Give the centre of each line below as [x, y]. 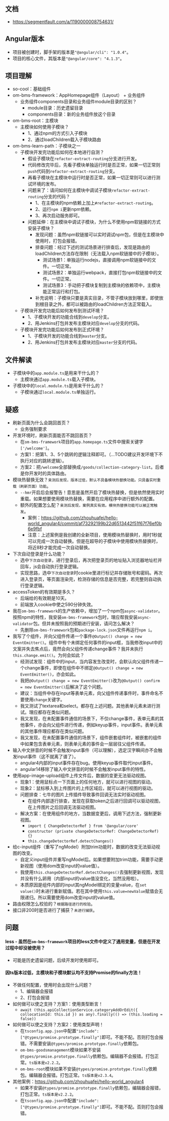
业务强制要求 [33, 429]
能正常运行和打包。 [63, 292]
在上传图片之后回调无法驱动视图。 [63, 807]
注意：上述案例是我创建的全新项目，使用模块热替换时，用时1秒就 [95, 535]
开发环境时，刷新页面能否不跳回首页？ [52, 435]
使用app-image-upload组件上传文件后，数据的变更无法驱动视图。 [81, 776]
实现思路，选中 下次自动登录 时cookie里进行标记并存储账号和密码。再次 [91, 573]
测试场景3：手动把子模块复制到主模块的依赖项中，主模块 [101, 285]
